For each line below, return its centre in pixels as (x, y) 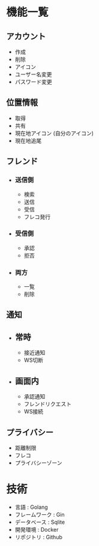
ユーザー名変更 (33, 74)
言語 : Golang (31, 507)
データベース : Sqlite (40, 522)
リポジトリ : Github (39, 537)
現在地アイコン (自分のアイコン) (54, 133)
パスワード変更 (33, 82)
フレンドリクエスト (48, 404)
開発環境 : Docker (37, 529)
